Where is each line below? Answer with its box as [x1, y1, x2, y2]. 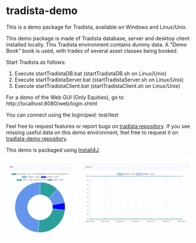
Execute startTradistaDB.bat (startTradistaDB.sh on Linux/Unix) [14, 70, 167, 77]
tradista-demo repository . [6, 135, 68, 142]
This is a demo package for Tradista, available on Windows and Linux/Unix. [6, 23, 187, 30]
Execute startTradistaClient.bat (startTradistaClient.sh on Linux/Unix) [14, 82, 180, 89]
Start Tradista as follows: [6, 59, 66, 66]
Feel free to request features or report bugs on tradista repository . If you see [6, 122, 191, 129]
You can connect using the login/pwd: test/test [6, 111, 119, 118]
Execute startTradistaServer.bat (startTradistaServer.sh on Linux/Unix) [14, 76, 184, 83]
